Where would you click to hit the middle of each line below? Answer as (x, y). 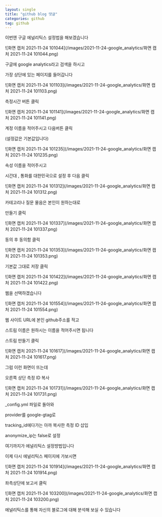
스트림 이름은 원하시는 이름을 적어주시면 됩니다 (49, 330)
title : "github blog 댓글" (31, 14)
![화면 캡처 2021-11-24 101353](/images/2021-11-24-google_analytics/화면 (78, 250)
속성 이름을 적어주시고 (26, 166)
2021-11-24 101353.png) (34, 256)
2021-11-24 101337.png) (34, 229)
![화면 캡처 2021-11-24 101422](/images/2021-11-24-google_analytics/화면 (78, 277)
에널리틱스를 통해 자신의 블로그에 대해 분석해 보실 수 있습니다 (63, 510)
